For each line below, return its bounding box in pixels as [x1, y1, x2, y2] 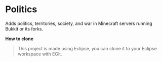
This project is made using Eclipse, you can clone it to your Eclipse [17, 45, 157, 51]
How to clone [5, 36, 34, 42]
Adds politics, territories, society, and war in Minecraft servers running [5, 20, 152, 26]
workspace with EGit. [17, 51, 62, 57]
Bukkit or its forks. [5, 25, 44, 32]
